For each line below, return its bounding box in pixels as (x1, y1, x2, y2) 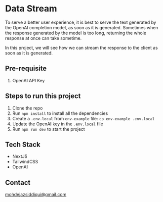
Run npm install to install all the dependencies (12, 110, 108, 116)
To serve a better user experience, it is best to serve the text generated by (5, 19, 157, 25)
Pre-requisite (5, 64, 47, 73)
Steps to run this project (5, 92, 81, 101)
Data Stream (5, 3, 57, 14)
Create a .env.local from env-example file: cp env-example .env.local (12, 115, 155, 121)
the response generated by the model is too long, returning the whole (5, 30, 147, 36)
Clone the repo (12, 105, 43, 111)
